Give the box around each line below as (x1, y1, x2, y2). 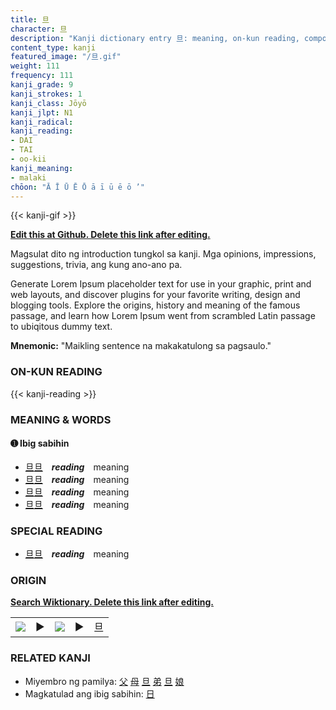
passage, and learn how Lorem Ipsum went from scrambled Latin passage (10, 310, 316, 322)
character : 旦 (10, 24, 68, 34)
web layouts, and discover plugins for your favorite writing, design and (10, 289, 301, 301)
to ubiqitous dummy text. (10, 321, 113, 333)
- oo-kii (10, 154, 47, 164)
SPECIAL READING (10, 524, 103, 538)
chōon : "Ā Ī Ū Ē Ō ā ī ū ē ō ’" (10, 182, 145, 192)
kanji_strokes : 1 (10, 89, 83, 99)
